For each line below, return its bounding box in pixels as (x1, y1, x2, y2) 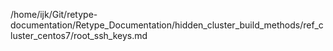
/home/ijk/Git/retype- (10, 9, 98, 20)
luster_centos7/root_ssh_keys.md (10, 30, 148, 41)
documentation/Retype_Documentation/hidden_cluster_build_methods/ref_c (10, 19, 324, 31)
